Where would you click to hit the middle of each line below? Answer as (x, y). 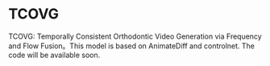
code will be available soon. (54, 55)
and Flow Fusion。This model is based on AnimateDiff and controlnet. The (132, 46)
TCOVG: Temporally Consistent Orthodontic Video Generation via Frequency (135, 36)
